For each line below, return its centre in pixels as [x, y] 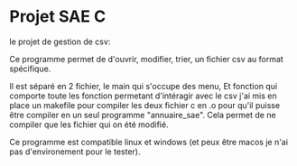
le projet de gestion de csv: [60, 41]
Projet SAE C [58, 17]
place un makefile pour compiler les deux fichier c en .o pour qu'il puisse [145, 105]
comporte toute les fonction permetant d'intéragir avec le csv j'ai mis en [143, 96]
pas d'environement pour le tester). [75, 152]
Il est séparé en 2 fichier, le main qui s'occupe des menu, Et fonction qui [144, 86]
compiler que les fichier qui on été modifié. [89, 124]
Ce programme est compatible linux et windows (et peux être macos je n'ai [149, 142]
